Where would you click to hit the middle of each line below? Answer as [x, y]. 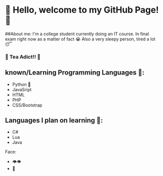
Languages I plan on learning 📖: [54, 121]
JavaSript [22, 89]
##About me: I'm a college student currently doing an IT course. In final [77, 34]
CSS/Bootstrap [27, 105]
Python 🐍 [21, 84]
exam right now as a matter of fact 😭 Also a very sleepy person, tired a [77, 39]
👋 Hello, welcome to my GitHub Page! [82, 10]
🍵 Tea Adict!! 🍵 [23, 57]
